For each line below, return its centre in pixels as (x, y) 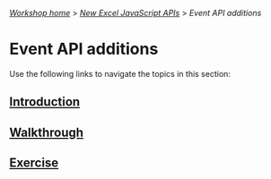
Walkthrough (46, 132)
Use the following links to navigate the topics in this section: (120, 73)
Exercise (34, 163)
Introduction (45, 102)
